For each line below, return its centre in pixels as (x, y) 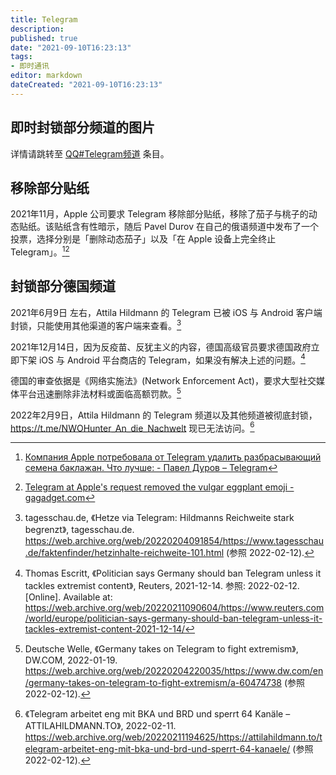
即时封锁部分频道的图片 (82, 127)
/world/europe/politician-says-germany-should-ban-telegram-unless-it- (173, 618)
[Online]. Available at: (68, 597)
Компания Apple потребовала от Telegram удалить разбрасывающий (173, 457)
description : (37, 29)
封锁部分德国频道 (63, 286)
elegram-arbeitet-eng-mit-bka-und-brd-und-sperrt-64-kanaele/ (157, 749)
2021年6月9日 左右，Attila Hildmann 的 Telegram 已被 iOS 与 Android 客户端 (166, 312)
